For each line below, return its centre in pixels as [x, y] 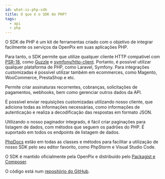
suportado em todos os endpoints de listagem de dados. [62, 132]
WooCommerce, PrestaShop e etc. [40, 78]
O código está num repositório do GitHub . [48, 171]
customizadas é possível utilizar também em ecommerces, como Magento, [81, 72]
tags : [11, 19]
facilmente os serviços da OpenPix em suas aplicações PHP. [66, 47]
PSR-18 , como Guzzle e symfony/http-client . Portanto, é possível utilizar [78, 62]
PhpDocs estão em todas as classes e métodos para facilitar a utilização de [82, 142]
